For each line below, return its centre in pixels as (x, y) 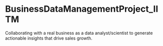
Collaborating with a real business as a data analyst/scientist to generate (79, 33)
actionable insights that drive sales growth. (49, 38)
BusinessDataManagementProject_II (82, 9)
